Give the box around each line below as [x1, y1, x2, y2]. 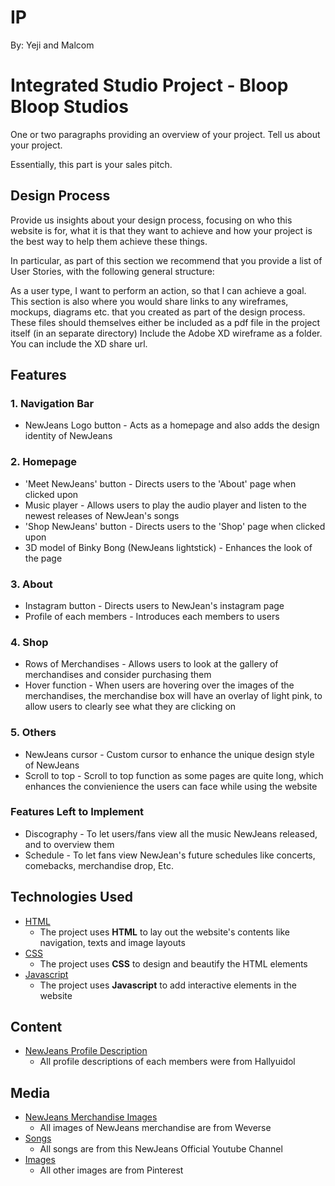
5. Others [10, 726, 57, 740]
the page [24, 552, 63, 564]
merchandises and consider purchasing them [24, 669, 212, 681]
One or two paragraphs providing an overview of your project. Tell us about [10, 128, 321, 140]
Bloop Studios [10, 96, 129, 118]
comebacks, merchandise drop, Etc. [24, 859, 174, 871]
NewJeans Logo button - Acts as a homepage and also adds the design [24, 419, 320, 431]
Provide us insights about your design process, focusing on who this [10, 214, 293, 226]
